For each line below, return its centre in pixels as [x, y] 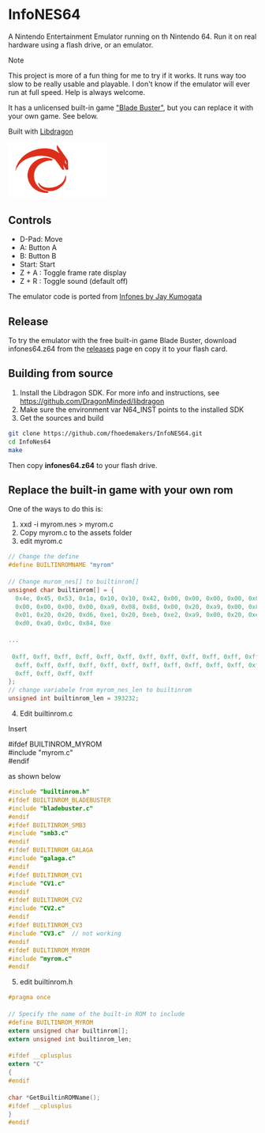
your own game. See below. [53, 115]
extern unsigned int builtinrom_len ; [70, 1039]
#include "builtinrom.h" [49, 792]
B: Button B [38, 256]
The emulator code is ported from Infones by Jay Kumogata [105, 296]
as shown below [35, 776]
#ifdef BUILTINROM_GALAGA [50, 850]
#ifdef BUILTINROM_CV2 [45, 900]
